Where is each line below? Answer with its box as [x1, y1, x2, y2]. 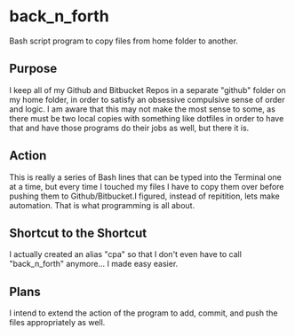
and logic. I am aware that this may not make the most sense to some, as [9, 104, 275, 114]
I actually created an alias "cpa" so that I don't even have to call [9, 249, 243, 260]
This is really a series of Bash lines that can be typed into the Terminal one [9, 171, 282, 183]
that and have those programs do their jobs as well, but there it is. [9, 122, 250, 133]
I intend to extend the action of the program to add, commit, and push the [9, 308, 278, 318]
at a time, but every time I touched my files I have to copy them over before [9, 181, 284, 191]
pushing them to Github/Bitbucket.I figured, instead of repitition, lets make [9, 191, 280, 201]
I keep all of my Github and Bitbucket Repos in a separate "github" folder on [9, 84, 286, 95]
